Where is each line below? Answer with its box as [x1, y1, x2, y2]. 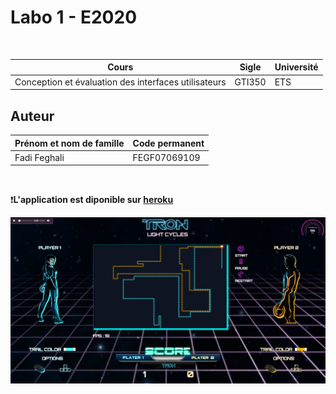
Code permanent [132, 137, 205, 149]
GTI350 [234, 76, 267, 88]
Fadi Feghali [14, 151, 65, 163]
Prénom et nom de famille [14, 137, 125, 149]
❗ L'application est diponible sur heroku [10, 194, 174, 206]
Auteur [10, 107, 55, 125]
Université [274, 61, 319, 73]
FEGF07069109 [132, 151, 201, 163]
